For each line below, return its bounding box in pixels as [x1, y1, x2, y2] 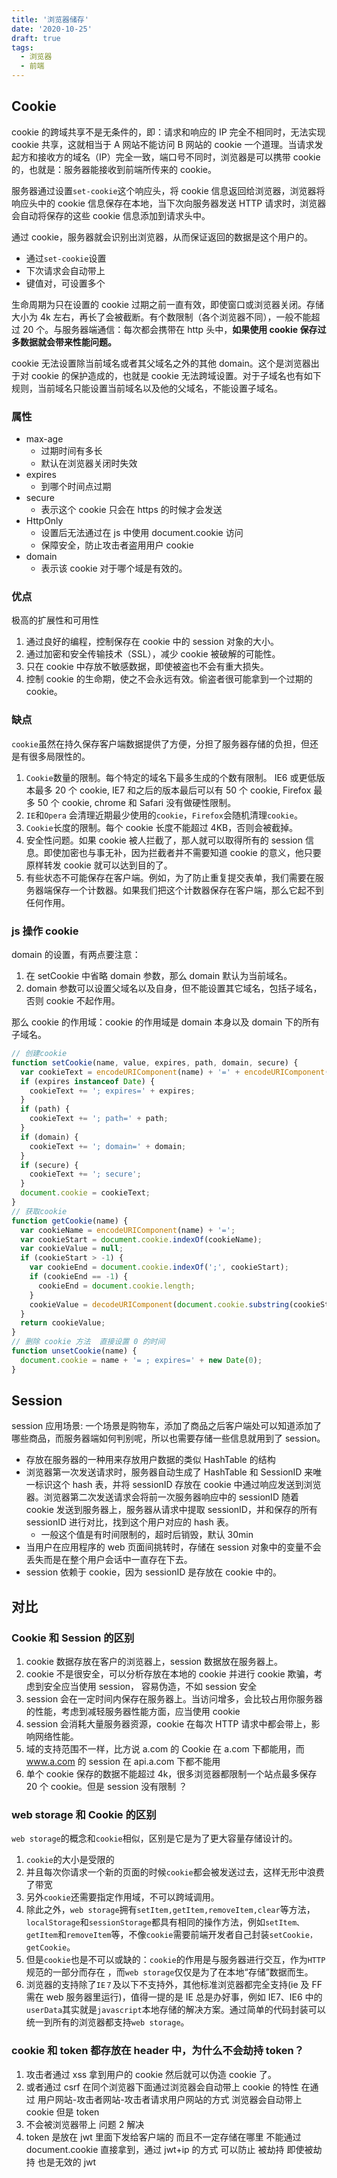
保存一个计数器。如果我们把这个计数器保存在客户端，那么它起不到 [52, 884, 324, 896]
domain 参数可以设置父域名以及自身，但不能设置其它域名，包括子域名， [25, 982, 323, 994]
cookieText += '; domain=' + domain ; [29, 1141, 187, 1151]
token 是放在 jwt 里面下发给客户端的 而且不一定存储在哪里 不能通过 [25, 2131, 302, 2143]
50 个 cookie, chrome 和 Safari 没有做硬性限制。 [37, 796, 237, 808]
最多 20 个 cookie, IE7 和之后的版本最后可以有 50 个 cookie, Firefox [34, 784, 312, 796]
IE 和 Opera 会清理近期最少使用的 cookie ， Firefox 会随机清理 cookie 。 [25, 809, 303, 821]
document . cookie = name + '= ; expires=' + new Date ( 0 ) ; [20, 1355, 263, 1365]
